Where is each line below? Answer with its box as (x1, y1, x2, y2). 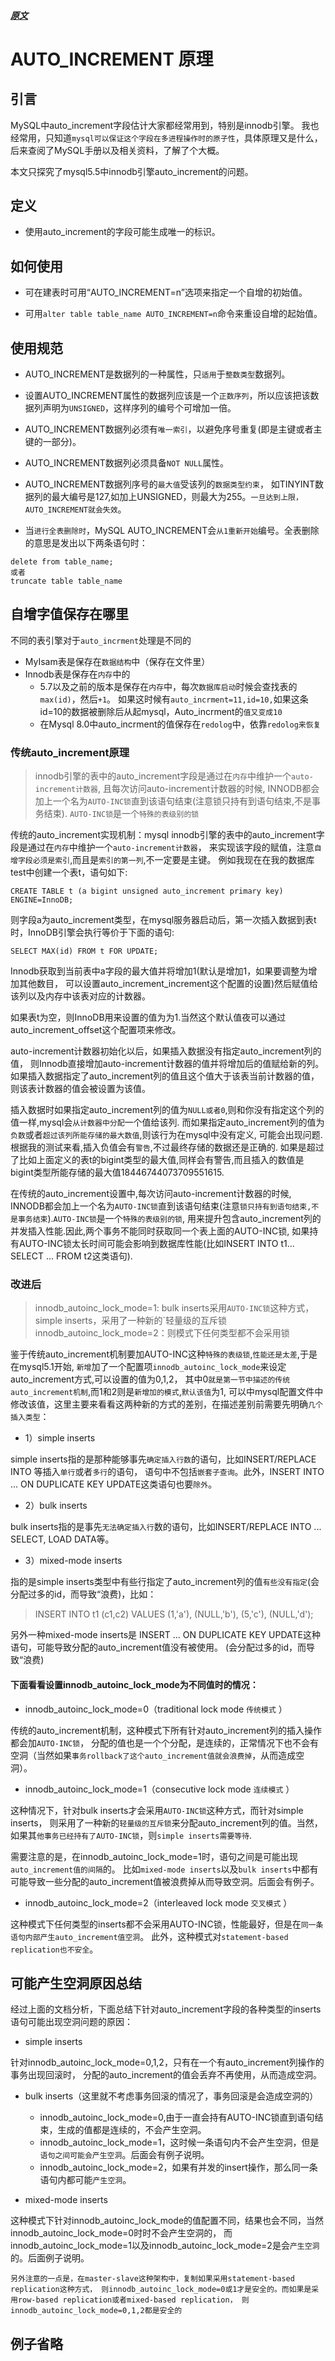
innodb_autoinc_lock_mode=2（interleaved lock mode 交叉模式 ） (24, 1896, 293, 1909)
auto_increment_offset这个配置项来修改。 (10, 1024, 182, 1036)
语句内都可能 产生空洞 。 (39, 2174, 132, 2186)
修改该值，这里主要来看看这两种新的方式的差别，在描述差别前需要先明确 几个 (10, 1398, 323, 1410)
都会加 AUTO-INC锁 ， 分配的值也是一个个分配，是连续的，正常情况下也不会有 (10, 1736, 320, 1749)
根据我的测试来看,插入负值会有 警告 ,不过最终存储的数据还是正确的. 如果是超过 (10, 1141, 325, 1154)
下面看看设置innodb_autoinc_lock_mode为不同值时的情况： (10, 1679, 259, 1691)
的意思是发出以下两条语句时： (24, 537, 148, 549)
